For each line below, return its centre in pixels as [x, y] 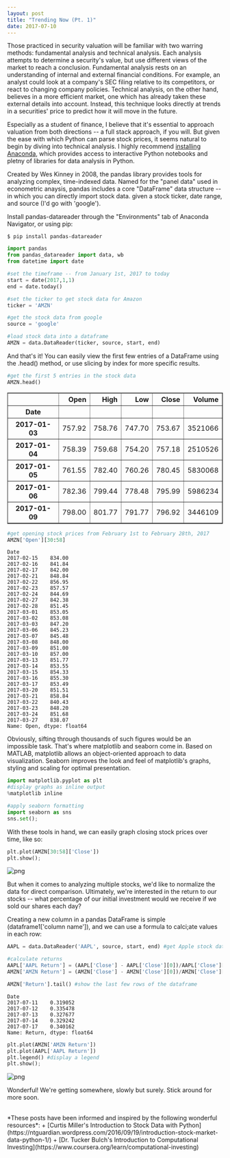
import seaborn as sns [39, 812]
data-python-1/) [29, 1140]
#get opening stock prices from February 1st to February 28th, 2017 [108, 533]
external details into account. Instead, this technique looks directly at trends [114, 104]
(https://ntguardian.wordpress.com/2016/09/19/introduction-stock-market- [113, 1133]
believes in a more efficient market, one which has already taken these [107, 97]
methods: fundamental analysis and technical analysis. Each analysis [104, 53]
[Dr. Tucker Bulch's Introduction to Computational [128, 1140]
